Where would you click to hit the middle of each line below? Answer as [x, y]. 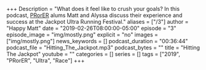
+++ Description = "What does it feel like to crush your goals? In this [93, 9]
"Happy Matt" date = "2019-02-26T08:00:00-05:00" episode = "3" [91, 28]
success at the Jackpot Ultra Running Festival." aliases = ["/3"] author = [97, 22]
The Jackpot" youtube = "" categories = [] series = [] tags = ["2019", [93, 54]
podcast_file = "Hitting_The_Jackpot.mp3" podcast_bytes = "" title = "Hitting [103, 47]
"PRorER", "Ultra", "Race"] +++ [46, 61]
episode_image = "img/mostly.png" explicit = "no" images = [82, 35]
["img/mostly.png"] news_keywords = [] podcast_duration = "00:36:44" [97, 41]
